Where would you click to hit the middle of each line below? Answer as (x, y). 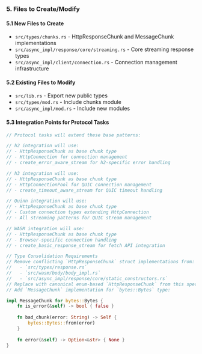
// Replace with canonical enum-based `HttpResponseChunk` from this (95, 284)
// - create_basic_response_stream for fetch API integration (86, 245)
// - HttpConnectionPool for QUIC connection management (79, 185)
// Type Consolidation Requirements (52, 256)
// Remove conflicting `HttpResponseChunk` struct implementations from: (101, 262)
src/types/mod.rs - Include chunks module (68, 102)
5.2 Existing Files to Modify (41, 82)
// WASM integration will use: (45, 228)
